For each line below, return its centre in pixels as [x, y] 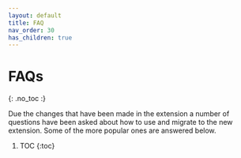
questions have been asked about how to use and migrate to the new [120, 122]
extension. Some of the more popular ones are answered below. [112, 130]
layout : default [35, 15]
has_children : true [40, 38]
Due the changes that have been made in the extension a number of [119, 114]
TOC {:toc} [37, 146]
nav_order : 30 [32, 30]
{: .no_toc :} [27, 99]
